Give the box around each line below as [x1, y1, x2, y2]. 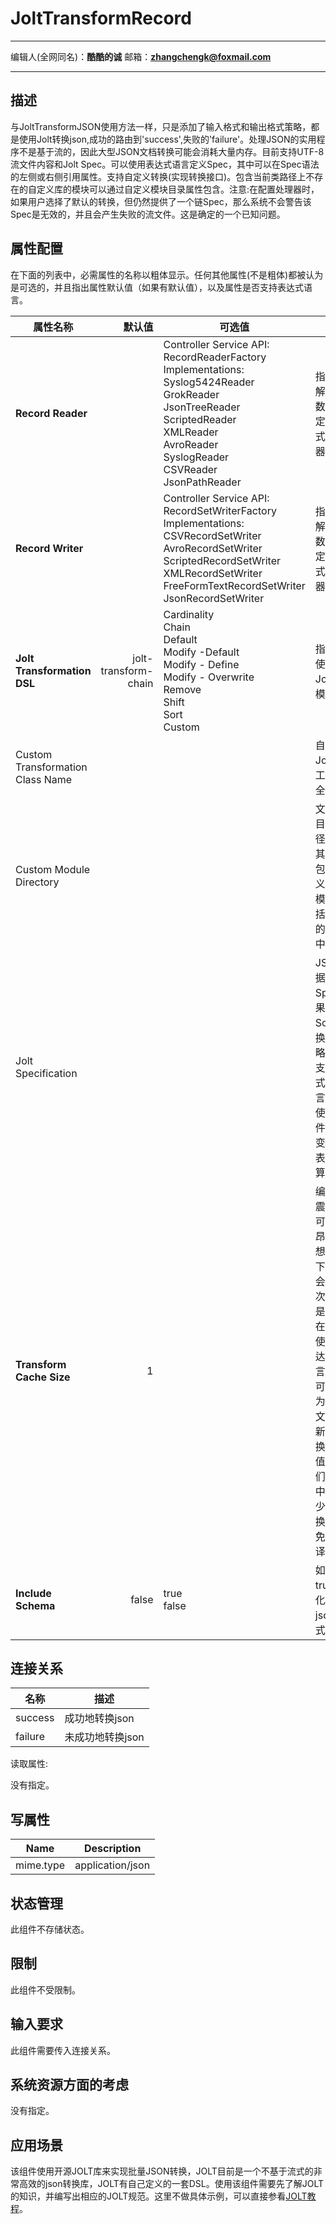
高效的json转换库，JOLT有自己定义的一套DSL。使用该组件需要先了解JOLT [18, 2178, 325, 2190]
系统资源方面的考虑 [10, 2077, 129, 2094]
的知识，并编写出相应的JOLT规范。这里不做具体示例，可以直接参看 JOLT [10, 2190, 308, 2202]
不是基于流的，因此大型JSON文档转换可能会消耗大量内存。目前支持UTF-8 [18, 145, 325, 157]
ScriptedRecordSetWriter [163, 553, 281, 567]
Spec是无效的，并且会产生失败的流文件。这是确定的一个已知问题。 [10, 208, 286, 220]
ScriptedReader [163, 412, 237, 426]
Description [83, 1842, 142, 1856]
